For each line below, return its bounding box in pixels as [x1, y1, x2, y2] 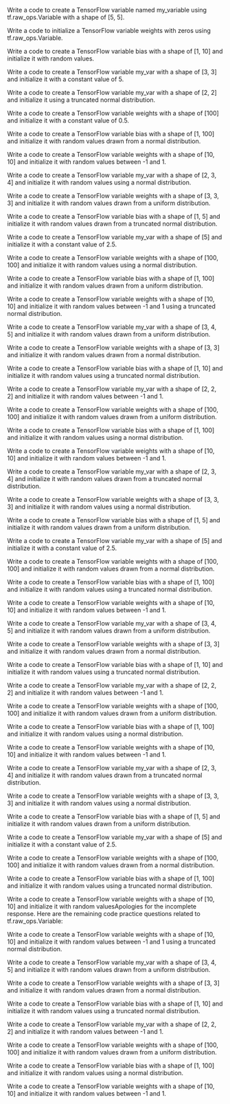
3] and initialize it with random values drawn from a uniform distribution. [7, 199, 211, 207]
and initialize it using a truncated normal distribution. [7, 96, 156, 104]
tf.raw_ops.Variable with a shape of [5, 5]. [7, 13, 125, 21]
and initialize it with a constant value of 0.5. [7, 116, 129, 125]
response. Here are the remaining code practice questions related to [7, 910, 200, 917]
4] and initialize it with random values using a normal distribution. [7, 178, 192, 187]
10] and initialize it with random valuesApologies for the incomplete [7, 902, 197, 911]
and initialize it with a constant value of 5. [7, 75, 124, 83]
